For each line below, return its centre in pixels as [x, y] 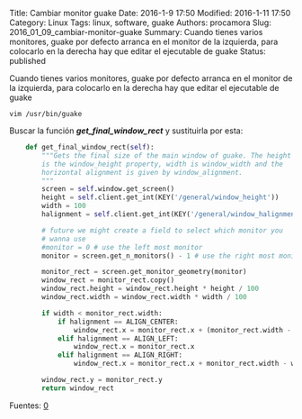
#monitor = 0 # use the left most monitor [122, 247]
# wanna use [64, 239]
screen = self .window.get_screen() [108, 189]
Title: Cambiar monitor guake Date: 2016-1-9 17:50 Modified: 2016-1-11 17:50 [150, 13]
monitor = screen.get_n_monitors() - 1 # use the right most [159, 256]
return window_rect [78, 388]
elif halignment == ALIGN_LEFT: [118, 338]
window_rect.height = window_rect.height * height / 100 [150, 289]
